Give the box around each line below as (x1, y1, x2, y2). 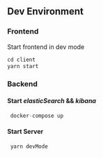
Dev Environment (7, 6, 84, 18)
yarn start (7, 62, 39, 69)
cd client (7, 56, 36, 63)
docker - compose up (10, 112, 64, 119)
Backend (7, 79, 38, 89)
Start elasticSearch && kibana (7, 96, 96, 104)
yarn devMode (10, 143, 49, 150)
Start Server (7, 128, 44, 136)
